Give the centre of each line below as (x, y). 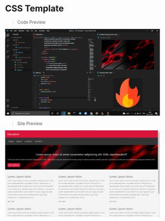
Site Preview (30, 123)
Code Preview (31, 22)
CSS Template (34, 9)
